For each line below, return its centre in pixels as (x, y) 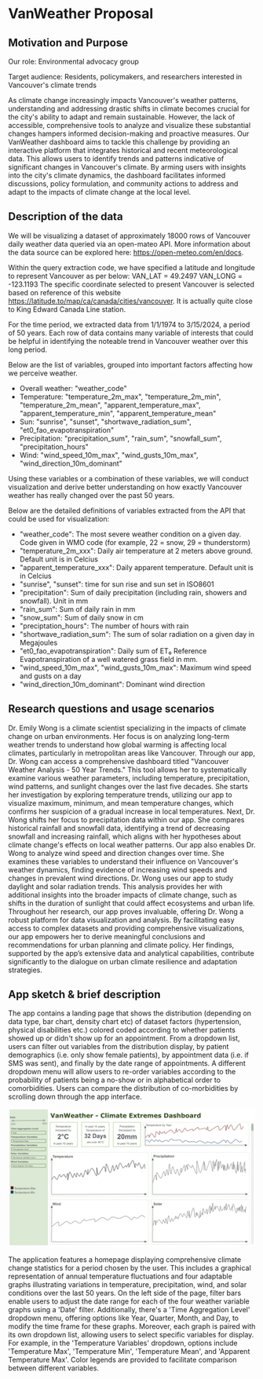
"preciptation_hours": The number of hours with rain (104, 626)
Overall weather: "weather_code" (73, 388)
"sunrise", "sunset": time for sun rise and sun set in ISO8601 (117, 584)
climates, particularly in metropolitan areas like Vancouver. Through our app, (131, 753)
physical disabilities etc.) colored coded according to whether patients (122, 1030)
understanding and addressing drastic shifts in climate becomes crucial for (129, 108)
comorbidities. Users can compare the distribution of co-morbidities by (123, 1088)
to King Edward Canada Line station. (67, 309)
